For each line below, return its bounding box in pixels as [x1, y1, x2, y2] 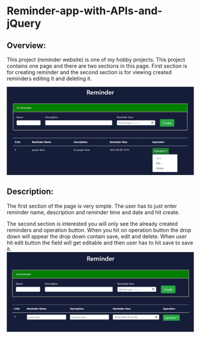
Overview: [7, 40, 46, 50]
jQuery [7, 17, 42, 30]
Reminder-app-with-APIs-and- [7, 4, 163, 18]
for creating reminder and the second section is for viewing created [7, 69, 172, 75]
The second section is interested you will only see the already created [7, 220, 178, 227]
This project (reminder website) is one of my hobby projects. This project [7, 56, 186, 63]
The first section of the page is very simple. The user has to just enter [7, 202, 177, 209]
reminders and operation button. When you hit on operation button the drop [7, 227, 192, 234]
